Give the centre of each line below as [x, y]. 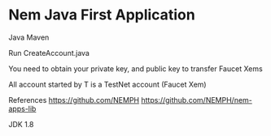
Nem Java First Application [102, 15]
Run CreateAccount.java [49, 53]
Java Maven [29, 37]
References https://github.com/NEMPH [74, 100]
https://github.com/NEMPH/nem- [197, 100]
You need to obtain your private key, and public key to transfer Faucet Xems [135, 68]
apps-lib [22, 108]
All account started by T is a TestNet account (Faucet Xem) [107, 84]
